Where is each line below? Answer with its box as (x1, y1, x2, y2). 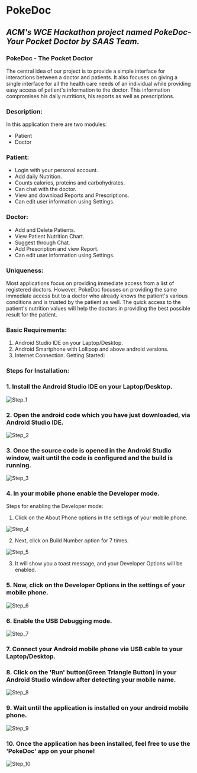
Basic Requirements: (6, 326, 67, 334)
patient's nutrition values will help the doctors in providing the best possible (6, 305, 190, 312)
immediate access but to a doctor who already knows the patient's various (6, 292, 188, 299)
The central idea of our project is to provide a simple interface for (6, 67, 166, 75)
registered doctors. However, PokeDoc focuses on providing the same (6, 286, 177, 293)
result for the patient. (6, 311, 57, 318)
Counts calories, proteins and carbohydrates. (14, 179, 125, 186)
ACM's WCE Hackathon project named (6, 27, 153, 37)
